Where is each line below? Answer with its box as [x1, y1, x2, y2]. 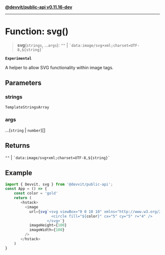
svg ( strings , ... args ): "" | [17, 42, 68, 48]
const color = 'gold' [14, 191, 58, 196]
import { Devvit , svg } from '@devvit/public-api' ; [5, 182, 113, 187]
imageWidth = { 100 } [29, 227, 65, 232]
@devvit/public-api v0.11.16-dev [5, 4, 73, 10]
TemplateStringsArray [5, 105, 50, 110]
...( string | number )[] [5, 127, 46, 133]
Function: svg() [5, 26, 69, 37]
